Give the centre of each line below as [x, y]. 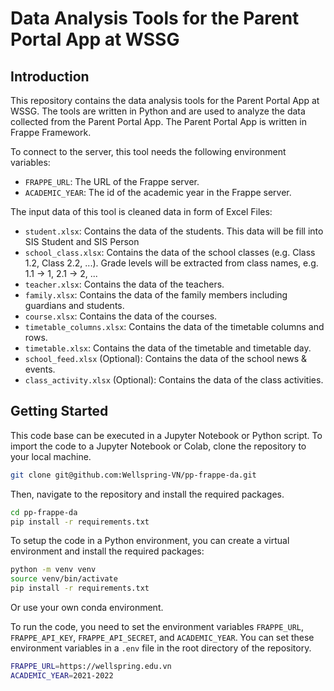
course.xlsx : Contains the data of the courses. [121, 316]
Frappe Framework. [51, 132]
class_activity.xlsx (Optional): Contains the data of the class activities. [174, 380]
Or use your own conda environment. [87, 608]
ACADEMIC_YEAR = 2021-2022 [62, 675]
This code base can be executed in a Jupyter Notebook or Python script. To [166, 435]
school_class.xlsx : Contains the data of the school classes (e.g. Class [170, 252]
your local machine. [51, 456]
